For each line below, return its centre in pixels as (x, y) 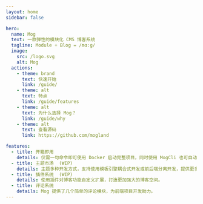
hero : (12, 28)
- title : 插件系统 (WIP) (42, 174)
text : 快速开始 (39, 79)
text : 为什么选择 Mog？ (49, 113)
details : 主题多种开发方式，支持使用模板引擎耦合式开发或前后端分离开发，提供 (103, 169)
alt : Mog (28, 62)
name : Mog (23, 34)
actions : (22, 68)
